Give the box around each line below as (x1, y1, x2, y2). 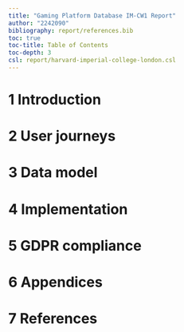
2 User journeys (8, 127, 116, 145)
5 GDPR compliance (8, 236, 142, 255)
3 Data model (8, 164, 98, 182)
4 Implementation (8, 200, 128, 218)
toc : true (8, 34, 41, 42)
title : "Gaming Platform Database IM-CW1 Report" (8, 11, 177, 20)
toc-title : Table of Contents (8, 41, 109, 49)
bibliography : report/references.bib (8, 26, 134, 34)
